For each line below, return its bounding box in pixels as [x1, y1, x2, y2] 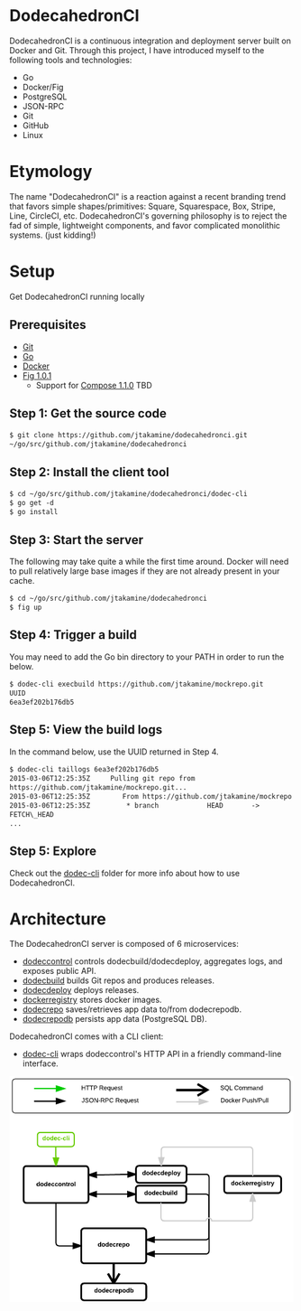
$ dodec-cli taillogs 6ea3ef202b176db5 [9, 764, 160, 773]
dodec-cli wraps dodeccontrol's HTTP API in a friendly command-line [22, 1049, 282, 1060]
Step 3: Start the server [9, 532, 144, 548]
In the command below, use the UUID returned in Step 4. [9, 746, 219, 757]
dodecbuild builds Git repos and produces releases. [22, 975, 214, 986]
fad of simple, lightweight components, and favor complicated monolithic [9, 220, 281, 230]
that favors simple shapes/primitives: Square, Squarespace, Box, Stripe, [9, 201, 277, 211]
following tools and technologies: [9, 54, 132, 65]
